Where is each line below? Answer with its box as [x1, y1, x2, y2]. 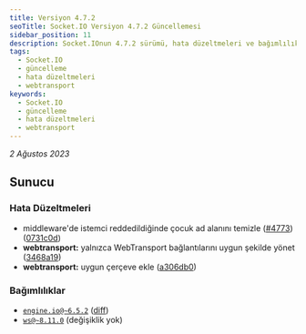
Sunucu [9, 175, 55, 190]
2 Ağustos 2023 [9, 148, 70, 159]
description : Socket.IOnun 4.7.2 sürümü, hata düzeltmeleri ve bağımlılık [9, 38, 300, 48]
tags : [9, 47, 30, 56]
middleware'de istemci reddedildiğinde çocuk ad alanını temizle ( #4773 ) [22, 222, 293, 233]
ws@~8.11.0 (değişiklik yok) [22, 314, 123, 325]
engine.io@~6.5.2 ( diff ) [22, 304, 109, 315]
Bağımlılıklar [9, 284, 66, 297]
